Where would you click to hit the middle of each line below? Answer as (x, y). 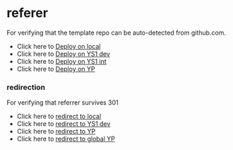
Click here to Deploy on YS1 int (61, 61)
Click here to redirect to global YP (66, 139)
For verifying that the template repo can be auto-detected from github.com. (116, 33)
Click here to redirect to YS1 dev (64, 124)
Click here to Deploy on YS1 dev (63, 54)
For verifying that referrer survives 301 (63, 103)
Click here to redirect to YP (56, 132)
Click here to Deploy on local (59, 46)
